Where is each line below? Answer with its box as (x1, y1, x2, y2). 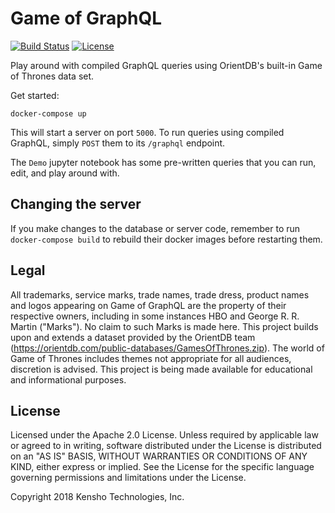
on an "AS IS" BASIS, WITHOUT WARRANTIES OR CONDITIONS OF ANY (10, 450, 308, 462)
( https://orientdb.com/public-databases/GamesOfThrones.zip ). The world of (10, 342, 325, 354)
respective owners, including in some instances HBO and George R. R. (10, 310, 300, 322)
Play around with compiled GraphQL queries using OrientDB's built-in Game (10, 59, 323, 71)
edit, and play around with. (10, 167, 120, 179)
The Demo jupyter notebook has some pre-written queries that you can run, (10, 156, 317, 168)
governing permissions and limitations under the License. (10, 472, 247, 484)
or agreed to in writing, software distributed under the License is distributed (10, 440, 322, 452)
